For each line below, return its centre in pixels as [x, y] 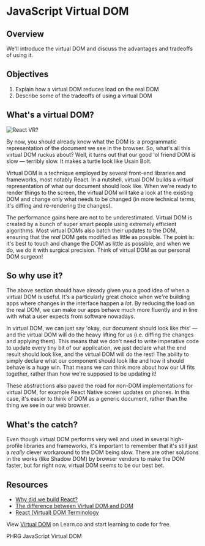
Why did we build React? [47, 499]
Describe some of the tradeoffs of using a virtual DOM [84, 96]
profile [15, 446]
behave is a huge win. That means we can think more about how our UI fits [101, 367]
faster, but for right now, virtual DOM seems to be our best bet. [85, 465]
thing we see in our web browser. [48, 405]
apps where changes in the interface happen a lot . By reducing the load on [101, 303]
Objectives [28, 74]
